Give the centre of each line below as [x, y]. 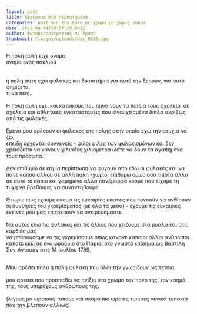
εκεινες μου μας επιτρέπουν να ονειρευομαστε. [65, 212]
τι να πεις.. [19, 93]
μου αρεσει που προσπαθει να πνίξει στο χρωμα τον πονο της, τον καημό [96, 280]
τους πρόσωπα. [25, 156]
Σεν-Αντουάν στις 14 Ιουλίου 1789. [49, 250]
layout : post [22, 11]
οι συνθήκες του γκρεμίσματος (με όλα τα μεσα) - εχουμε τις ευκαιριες [94, 206]
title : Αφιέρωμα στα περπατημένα [47, 17]
